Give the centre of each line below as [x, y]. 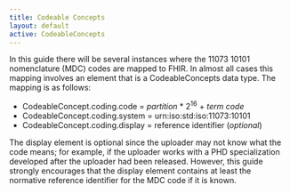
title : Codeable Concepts [57, 17]
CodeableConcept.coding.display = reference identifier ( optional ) [142, 125]
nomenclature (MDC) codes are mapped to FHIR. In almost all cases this [141, 68]
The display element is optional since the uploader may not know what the [145, 142]
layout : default [39, 26]
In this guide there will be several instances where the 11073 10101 [130, 60]
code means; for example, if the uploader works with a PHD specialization [145, 152]
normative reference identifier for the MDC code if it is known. [123, 181]
